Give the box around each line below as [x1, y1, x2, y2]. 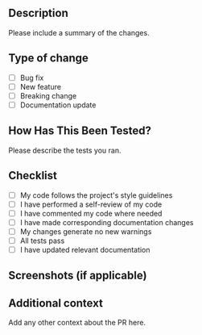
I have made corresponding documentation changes [19, 217, 194, 227]
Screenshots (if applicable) [8, 269, 147, 283]
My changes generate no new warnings [19, 226, 152, 237]
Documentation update [19, 100, 97, 110]
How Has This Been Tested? [8, 124, 151, 138]
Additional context [8, 296, 103, 310]
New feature [19, 82, 62, 91]
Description [8, 6, 68, 20]
